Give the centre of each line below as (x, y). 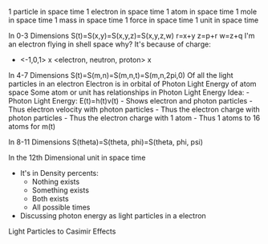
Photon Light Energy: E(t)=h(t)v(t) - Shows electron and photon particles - (130, 101)
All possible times (61, 207)
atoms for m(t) (32, 126)
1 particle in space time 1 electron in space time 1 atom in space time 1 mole (133, 12)
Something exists (61, 190)
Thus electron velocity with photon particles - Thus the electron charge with (134, 109)
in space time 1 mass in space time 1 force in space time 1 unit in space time (134, 20)
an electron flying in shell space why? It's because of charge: (110, 44)
